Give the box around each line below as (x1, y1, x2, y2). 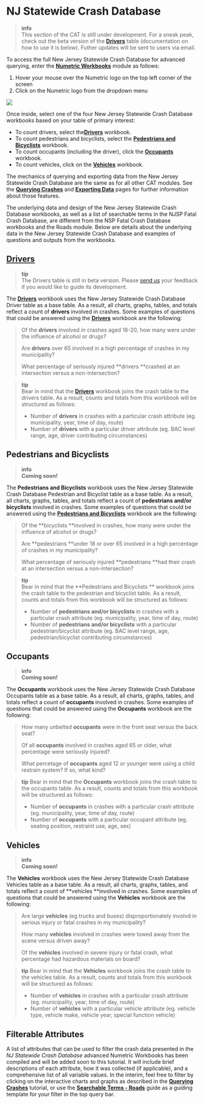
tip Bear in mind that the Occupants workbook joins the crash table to (21, 778, 197, 786)
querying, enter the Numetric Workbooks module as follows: (6, 62, 160, 69)
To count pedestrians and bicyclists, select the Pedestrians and (15, 135, 176, 142)
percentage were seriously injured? (21, 748, 110, 755)
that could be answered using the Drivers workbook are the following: (6, 314, 183, 321)
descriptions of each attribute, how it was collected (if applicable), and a (6, 1065, 188, 1072)
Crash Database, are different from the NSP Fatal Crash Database (6, 216, 171, 224)
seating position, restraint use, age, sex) (30, 822, 132, 830)
